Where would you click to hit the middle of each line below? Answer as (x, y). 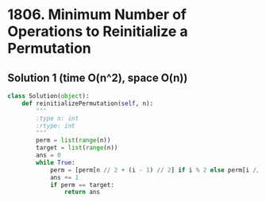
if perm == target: (82, 185)
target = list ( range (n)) (77, 148)
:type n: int (58, 118)
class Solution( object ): (48, 96)
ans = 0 (48, 155)
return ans (82, 192)
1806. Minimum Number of (97, 15)
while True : (56, 162)
